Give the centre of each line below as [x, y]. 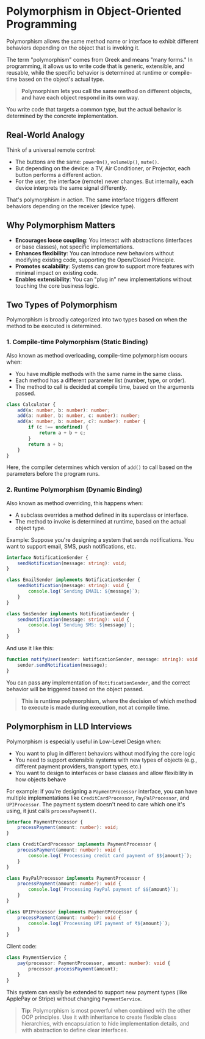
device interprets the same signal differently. [71, 187]
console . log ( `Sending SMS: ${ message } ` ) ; [82, 625]
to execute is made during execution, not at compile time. [95, 707]
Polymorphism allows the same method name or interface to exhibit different [103, 41]
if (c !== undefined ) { [58, 427]
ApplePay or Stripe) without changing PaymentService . [74, 999]
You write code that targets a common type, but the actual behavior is [94, 109]
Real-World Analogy [46, 135]
